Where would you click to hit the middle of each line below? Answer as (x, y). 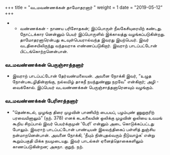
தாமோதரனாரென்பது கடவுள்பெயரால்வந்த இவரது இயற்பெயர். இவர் (84, 40)
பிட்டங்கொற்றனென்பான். (44, 51)
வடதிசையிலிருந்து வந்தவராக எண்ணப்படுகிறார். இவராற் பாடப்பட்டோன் (88, 46)
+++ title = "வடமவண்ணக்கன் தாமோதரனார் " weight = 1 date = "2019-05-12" (84, 7)
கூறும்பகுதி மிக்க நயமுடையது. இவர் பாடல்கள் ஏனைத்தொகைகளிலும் (78, 141)
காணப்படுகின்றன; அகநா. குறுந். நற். (48, 146)
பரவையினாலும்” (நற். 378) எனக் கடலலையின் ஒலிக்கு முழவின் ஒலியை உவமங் (87, 118)
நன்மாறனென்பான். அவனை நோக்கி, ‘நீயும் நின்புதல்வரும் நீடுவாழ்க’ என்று (83, 135)
